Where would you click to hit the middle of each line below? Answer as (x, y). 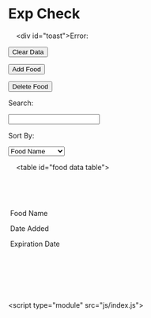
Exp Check (44, 14)
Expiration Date (35, 244)
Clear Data (28, 52)
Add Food (26, 69)
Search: (21, 103)
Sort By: (21, 135)
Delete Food (30, 87)
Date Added (29, 228)
